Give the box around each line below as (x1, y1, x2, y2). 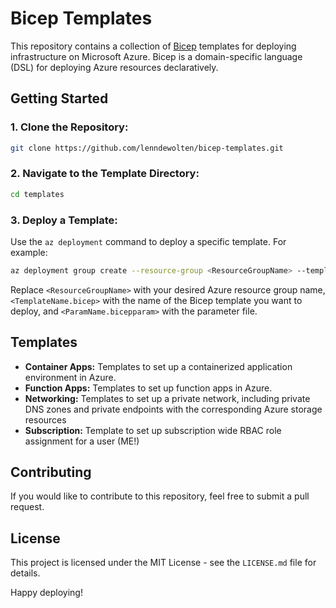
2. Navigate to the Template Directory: (10, 167, 200, 181)
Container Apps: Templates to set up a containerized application (24, 360, 293, 372)
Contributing (10, 464, 92, 481)
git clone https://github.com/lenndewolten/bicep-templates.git (10, 143, 284, 153)
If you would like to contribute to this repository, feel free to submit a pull (10, 490, 310, 502)
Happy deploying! (10, 587, 83, 599)
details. (10, 567, 41, 579)
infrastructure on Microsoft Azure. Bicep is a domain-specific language (10, 50, 303, 62)
